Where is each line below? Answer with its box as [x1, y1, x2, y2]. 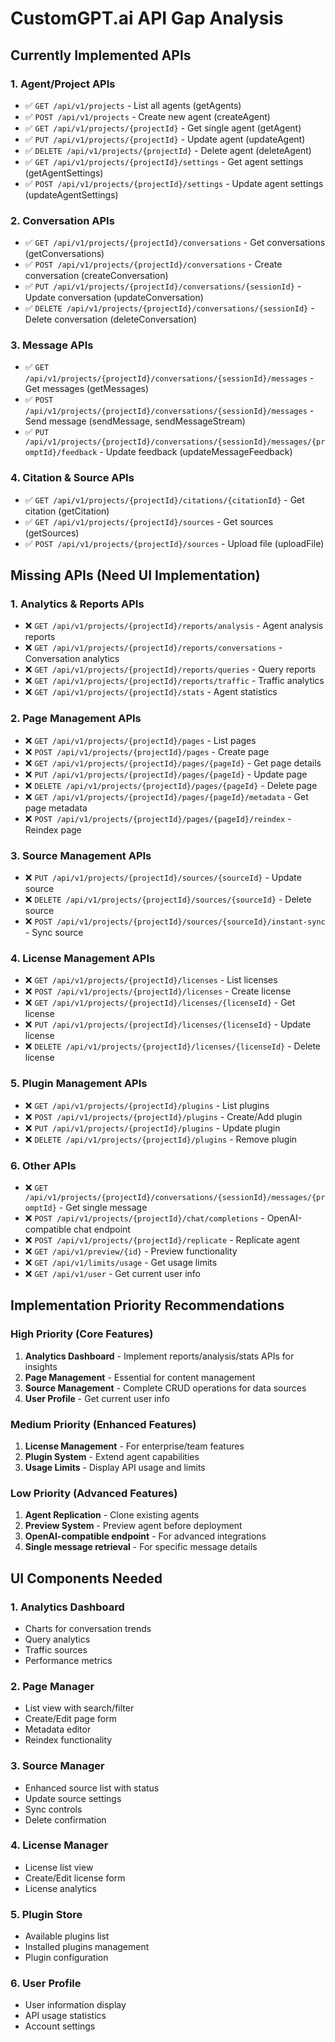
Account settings [24, 2020, 96, 2032]
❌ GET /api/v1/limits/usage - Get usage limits [24, 1256, 218, 1268]
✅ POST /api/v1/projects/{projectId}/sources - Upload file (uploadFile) [24, 537, 325, 549]
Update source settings [24, 1792, 122, 1804]
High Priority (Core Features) [10, 1327, 154, 1341]
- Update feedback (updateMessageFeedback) [99, 446, 293, 458]
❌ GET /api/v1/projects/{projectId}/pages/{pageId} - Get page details [24, 757, 322, 769]
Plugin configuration [24, 1952, 109, 1964]
